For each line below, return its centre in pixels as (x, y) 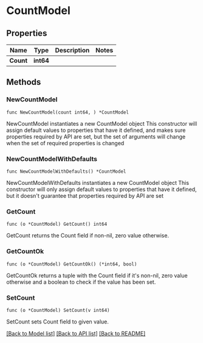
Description (72, 50)
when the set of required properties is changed (65, 143)
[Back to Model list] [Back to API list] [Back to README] (76, 333)
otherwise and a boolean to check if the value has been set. (81, 282)
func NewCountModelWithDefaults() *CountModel (66, 171)
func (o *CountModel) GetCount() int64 (57, 224)
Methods (24, 82)
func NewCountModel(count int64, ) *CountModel (68, 112)
